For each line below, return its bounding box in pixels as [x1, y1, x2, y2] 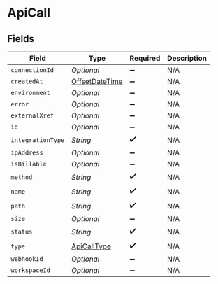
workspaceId [10, 267, 51, 274]
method [10, 173, 33, 181]
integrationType [10, 136, 65, 144]
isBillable [10, 160, 47, 168]
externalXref [10, 112, 54, 120]
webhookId [10, 255, 43, 263]
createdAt [10, 78, 43, 85]
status [10, 227, 33, 236]
